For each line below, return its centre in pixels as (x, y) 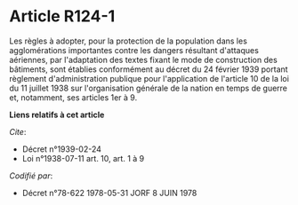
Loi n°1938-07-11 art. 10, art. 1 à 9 (83, 158)
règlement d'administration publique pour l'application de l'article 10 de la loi (149, 78)
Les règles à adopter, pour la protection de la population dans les (128, 41)
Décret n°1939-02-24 (62, 149)
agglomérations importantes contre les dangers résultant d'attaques (134, 50)
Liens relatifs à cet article (57, 114)
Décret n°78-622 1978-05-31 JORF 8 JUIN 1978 (109, 193)
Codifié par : (31, 176)
